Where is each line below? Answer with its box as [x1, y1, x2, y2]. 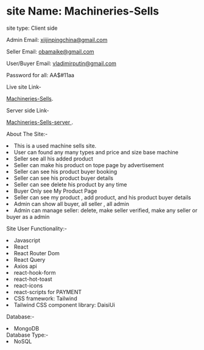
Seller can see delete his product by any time [14, 180, 127, 188]
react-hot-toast [14, 275, 53, 283]
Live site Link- [6, 83, 41, 91]
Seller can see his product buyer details [14, 174, 114, 182]
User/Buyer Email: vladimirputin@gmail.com [6, 60, 117, 67]
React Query [14, 256, 46, 263]
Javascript [14, 236, 41, 244]
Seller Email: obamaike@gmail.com [6, 47, 94, 55]
